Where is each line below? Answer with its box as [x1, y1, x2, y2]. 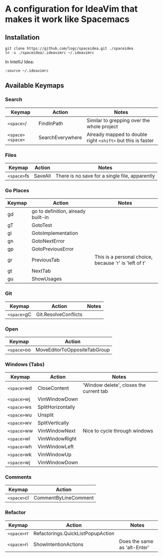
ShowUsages [31, 275, 62, 282]
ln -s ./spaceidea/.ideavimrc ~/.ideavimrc [5, 50, 95, 55]
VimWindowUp [37, 451, 72, 458]
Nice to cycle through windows [82, 427, 154, 434]
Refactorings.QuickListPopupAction [33, 530, 115, 537]
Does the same [119, 538, 154, 544]
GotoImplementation [31, 230, 79, 237]
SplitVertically [37, 420, 69, 426]
